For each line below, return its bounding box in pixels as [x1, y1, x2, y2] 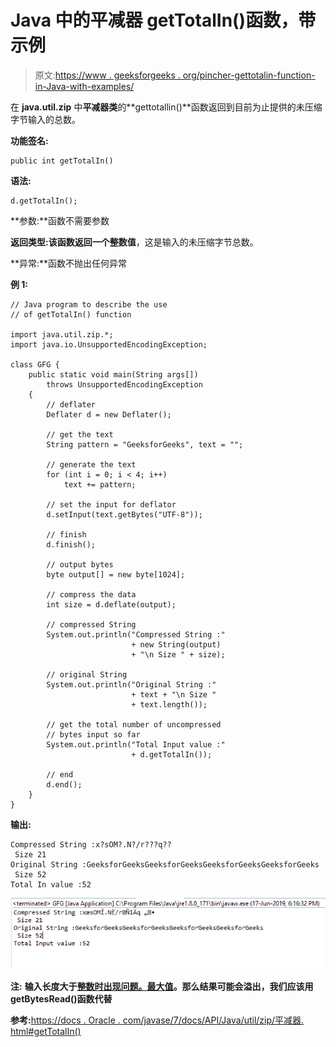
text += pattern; [63, 479, 137, 490]
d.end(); [46, 779, 83, 790]
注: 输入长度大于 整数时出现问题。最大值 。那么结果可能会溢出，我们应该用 [10, 981, 314, 993]
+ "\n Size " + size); [131, 649, 226, 660]
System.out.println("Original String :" [46, 679, 217, 690]
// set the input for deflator [46, 499, 177, 510]
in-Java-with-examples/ [34, 80, 135, 92]
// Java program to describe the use [10, 299, 168, 310]
